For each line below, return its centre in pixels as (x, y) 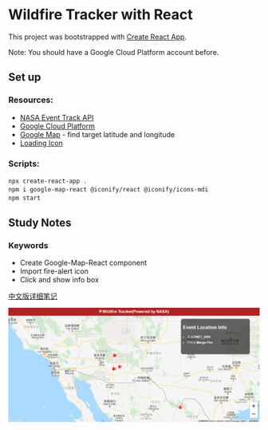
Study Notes (40, 222)
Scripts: (24, 164)
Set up (25, 77)
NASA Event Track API (57, 117)
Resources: (31, 100)
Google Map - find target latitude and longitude (97, 134)
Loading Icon (41, 143)
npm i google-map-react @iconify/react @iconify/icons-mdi (108, 189)
